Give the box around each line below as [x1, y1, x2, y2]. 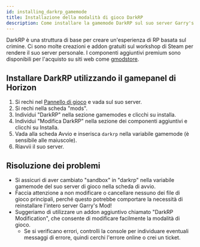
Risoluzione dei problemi [6, 160, 101, 171]
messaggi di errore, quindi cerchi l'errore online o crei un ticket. [23, 234, 181, 241]
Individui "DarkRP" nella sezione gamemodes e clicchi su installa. [14, 111, 177, 118]
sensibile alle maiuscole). [14, 136, 77, 144]
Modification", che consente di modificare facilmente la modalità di [14, 215, 180, 222]
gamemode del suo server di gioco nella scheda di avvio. [14, 183, 156, 190]
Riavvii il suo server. [14, 143, 65, 150]
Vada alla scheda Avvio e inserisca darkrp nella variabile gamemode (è [14, 130, 190, 138]
